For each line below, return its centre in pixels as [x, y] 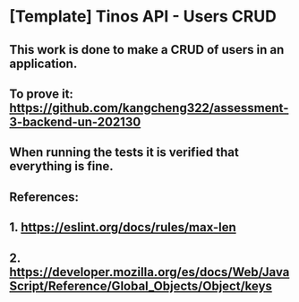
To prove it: [42, 94]
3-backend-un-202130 [75, 121]
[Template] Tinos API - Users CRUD [143, 17]
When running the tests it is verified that [124, 153]
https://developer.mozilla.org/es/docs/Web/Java [149, 272]
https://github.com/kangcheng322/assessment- [149, 108]
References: [44, 197]
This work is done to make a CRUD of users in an [147, 50]
